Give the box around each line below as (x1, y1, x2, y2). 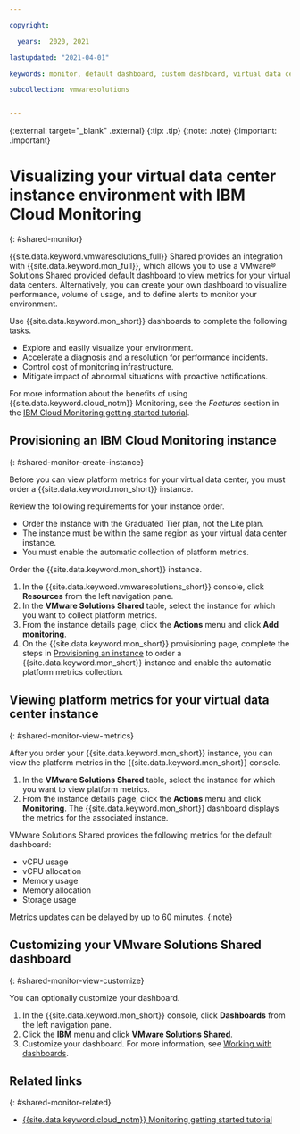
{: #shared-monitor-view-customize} (9, 975, 145, 986)
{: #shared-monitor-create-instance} (9, 456, 145, 467)
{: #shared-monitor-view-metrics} (9, 730, 135, 741)
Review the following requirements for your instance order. (9, 501, 225, 512)
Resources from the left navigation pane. (21, 590, 174, 601)
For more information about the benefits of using (9, 388, 188, 399)
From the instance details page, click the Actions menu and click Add (21, 619, 279, 630)
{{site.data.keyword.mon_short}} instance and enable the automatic (21, 657, 271, 668)
